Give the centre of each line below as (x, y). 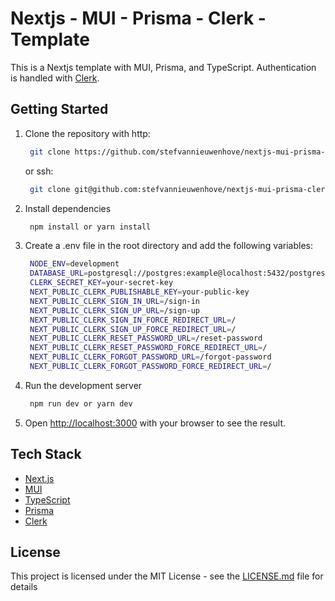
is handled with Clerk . (55, 78)
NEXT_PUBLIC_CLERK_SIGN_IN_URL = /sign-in (115, 301)
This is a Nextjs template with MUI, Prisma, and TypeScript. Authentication (163, 67)
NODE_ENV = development (74, 264)
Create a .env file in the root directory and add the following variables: (169, 246)
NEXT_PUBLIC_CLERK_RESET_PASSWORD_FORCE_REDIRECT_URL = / (148, 348)
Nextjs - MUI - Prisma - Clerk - (138, 18)
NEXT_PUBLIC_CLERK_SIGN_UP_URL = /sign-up (115, 310)
